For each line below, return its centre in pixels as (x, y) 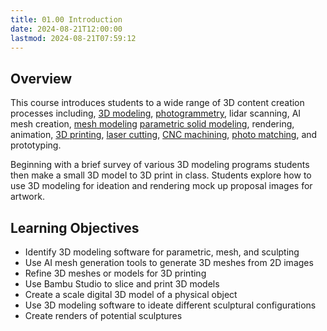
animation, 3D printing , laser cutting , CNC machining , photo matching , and (164, 135)
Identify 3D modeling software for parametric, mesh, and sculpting (162, 252)
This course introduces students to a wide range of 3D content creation (157, 103)
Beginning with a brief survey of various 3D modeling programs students (160, 165)
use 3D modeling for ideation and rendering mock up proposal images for (161, 186)
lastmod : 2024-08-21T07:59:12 (73, 38)
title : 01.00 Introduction (66, 19)
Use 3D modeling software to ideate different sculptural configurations (170, 305)
